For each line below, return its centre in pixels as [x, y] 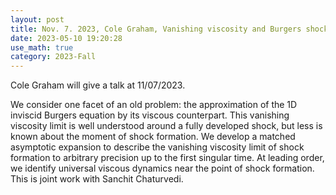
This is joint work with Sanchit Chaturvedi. [97, 179]
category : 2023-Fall [53, 57]
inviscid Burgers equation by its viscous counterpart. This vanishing [150, 115]
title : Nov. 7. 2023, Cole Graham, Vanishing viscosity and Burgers [156, 29]
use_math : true [42, 47]
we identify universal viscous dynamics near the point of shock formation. [162, 168]
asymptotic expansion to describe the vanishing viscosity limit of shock [157, 147]
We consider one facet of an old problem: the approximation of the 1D [154, 105]
